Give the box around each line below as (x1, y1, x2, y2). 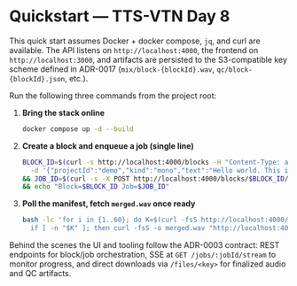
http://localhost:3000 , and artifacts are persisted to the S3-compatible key (9, 54, 288, 65)
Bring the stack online (21, 107, 105, 118)
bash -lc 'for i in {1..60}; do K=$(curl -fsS (21, 215, 198, 225)
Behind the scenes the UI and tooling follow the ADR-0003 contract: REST (9, 240, 280, 251)
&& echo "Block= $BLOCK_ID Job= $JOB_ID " (21, 182, 170, 191)
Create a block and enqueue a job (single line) (21, 140, 195, 151)
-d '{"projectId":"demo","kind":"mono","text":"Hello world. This (30, 166, 281, 174)
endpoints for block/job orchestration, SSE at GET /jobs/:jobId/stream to (9, 250, 277, 260)
